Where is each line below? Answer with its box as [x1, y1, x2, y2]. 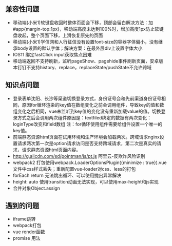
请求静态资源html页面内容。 [22, 147, 81, 153]
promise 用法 [12, 235, 41, 241]
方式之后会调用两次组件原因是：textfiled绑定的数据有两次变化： [17, 114, 151, 120]
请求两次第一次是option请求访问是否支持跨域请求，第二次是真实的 [17, 140, 157, 146]
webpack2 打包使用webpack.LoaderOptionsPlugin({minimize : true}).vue [12, 159, 167, 166]
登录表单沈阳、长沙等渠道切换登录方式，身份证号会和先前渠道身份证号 [12, 95, 162, 101]
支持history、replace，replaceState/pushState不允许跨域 [30, 64, 152, 70]
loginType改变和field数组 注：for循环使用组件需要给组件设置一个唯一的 [12, 121, 163, 127]
